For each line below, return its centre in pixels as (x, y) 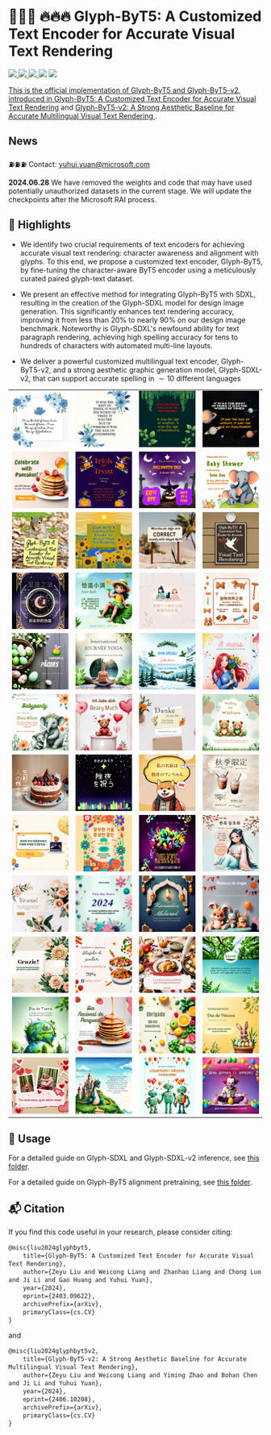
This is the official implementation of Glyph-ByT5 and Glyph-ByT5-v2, (125, 90)
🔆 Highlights (40, 225)
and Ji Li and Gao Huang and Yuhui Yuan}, (81, 1280)
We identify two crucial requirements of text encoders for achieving (132, 244)
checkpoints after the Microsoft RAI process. (83, 199)
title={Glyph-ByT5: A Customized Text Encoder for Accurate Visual (138, 1256)
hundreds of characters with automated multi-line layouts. (117, 345)
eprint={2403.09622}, (59, 1296)
